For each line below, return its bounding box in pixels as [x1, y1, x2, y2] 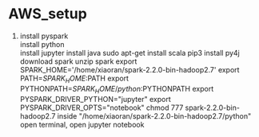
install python [19, 39, 65, 49]
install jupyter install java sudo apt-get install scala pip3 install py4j [19, 48, 240, 57]
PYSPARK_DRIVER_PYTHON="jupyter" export [19, 94, 171, 104]
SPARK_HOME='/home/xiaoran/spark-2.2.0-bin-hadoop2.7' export [19, 65, 240, 74]
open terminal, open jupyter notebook [19, 119, 145, 129]
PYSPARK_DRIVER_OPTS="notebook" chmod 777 [19, 103, 184, 112]
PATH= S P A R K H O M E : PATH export [19, 73, 129, 84]
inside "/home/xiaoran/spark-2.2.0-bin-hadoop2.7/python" [57, 111, 252, 120]
